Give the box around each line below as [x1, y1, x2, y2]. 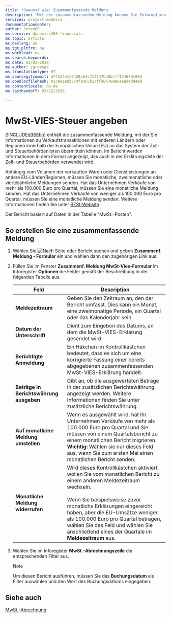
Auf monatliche [15, 427, 54, 434]
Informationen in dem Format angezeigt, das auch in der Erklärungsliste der [5, 153, 164, 160]
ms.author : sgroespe [5, 64, 49, 70]
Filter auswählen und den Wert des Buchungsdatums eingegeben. [12, 579, 152, 585]
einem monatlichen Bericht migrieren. [67, 437, 157, 444]
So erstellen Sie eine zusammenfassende [5, 226, 139, 235]
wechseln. [67, 483, 92, 491]
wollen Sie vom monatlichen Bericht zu [67, 471, 160, 478]
